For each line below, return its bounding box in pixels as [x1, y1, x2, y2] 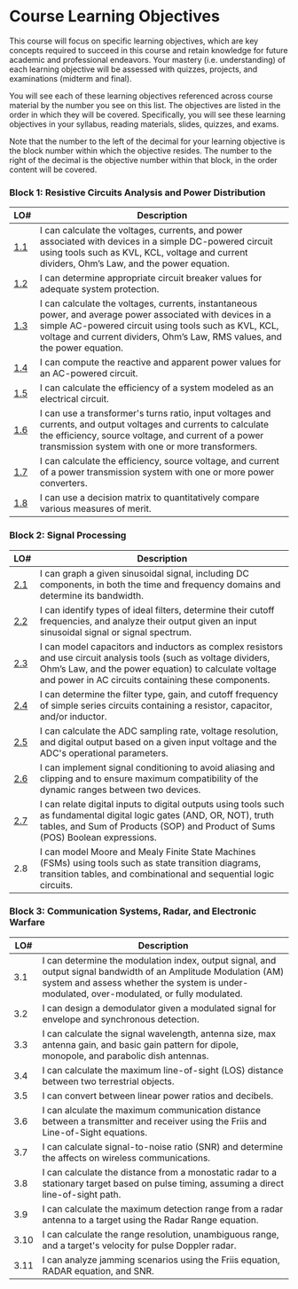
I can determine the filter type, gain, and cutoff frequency [39, 688, 278, 700]
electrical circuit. [39, 393, 109, 405]
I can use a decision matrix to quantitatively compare [39, 491, 260, 504]
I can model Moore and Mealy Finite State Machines [39, 845, 256, 858]
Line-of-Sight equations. [42, 1126, 148, 1138]
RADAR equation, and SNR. [42, 1264, 155, 1277]
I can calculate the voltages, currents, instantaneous [39, 297, 258, 310]
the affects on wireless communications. [42, 1151, 211, 1164]
